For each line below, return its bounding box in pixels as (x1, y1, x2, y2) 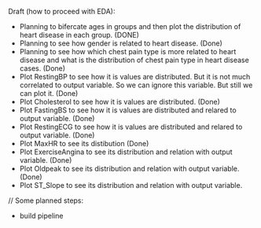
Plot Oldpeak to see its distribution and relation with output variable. (19, 164, 240, 173)
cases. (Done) (19, 64, 65, 73)
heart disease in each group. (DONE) (19, 31, 140, 39)
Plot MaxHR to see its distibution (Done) (19, 139, 149, 148)
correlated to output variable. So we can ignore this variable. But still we (19, 80, 253, 90)
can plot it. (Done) (19, 89, 79, 97)
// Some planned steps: (8, 196, 84, 205)
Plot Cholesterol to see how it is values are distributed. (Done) (19, 97, 220, 106)
